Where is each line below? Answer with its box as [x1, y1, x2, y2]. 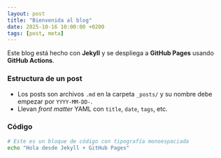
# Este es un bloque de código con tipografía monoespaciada [7, 138, 190, 145]
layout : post [7, 10, 45, 17]
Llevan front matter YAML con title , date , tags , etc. [17, 104, 168, 113]
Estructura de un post [7, 74, 83, 84]
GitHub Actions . [7, 57, 55, 65]
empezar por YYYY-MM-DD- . [17, 97, 93, 106]
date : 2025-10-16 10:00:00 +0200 [7, 23, 105, 30]
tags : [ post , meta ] [7, 29, 64, 37]
